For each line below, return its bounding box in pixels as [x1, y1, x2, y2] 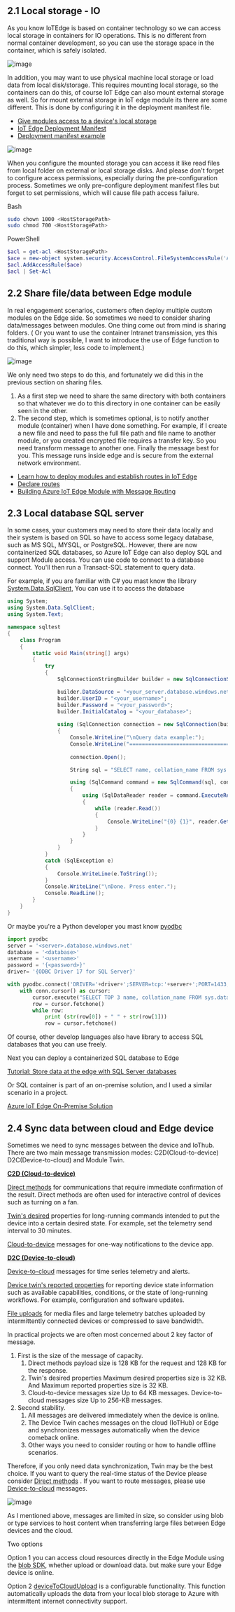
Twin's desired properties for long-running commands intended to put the [7, 1211, 220, 1220]
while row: [32, 1007, 64, 1014]
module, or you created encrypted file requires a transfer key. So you [17, 436, 217, 445]
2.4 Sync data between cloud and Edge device [7, 1122, 215, 1134]
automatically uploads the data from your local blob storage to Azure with [7, 1590, 219, 1598]
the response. [27, 1366, 68, 1375]
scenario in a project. [7, 1089, 69, 1097]
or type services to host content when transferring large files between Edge [7, 1519, 226, 1527]
